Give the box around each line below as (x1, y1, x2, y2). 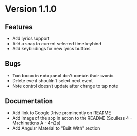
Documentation (5, 97, 53, 105)
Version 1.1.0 (5, 3, 57, 15)
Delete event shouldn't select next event (12, 77, 93, 83)
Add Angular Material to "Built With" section (12, 125, 100, 131)
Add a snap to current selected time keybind (12, 41, 101, 46)
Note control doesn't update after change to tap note (12, 83, 118, 89)
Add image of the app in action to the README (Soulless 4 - (12, 115, 132, 121)
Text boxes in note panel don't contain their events (12, 73, 114, 78)
